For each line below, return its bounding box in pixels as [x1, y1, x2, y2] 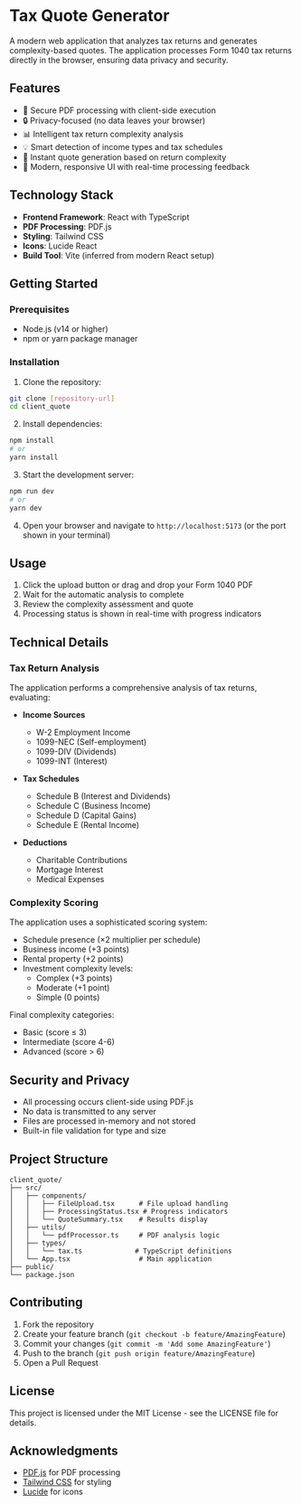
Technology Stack [9, 187, 114, 203]
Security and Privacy [9, 1072, 130, 1087]
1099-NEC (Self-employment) [35, 737, 147, 748]
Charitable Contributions [35, 855, 128, 866]
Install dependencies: [22, 419, 103, 429]
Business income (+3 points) [22, 944, 129, 955]
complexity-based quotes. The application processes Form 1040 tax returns [9, 44, 292, 55]
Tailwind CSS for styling [22, 1477, 112, 1488]
